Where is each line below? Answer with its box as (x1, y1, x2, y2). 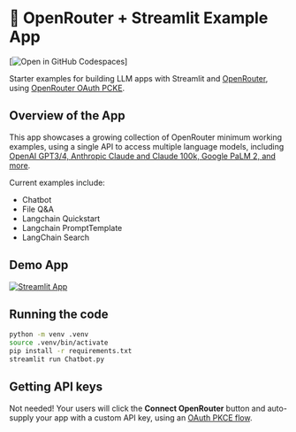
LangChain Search (21, 232, 90, 243)
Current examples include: (9, 177, 106, 188)
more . (9, 159, 31, 171)
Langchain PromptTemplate (21, 222, 123, 233)
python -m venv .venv (9, 330, 89, 339)
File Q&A (21, 204, 55, 214)
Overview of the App (9, 108, 125, 123)
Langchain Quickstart (21, 212, 101, 224)
